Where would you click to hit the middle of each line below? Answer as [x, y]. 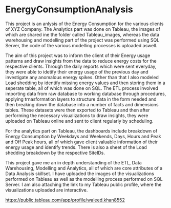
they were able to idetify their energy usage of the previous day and [77, 72]
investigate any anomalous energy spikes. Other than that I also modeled [82, 77]
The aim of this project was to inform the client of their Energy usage [78, 55]
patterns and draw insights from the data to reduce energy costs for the [81, 61]
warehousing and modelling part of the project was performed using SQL [82, 40]
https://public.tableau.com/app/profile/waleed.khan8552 [65, 200]
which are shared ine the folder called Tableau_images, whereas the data [82, 34]
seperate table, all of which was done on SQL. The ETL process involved [82, 88]
